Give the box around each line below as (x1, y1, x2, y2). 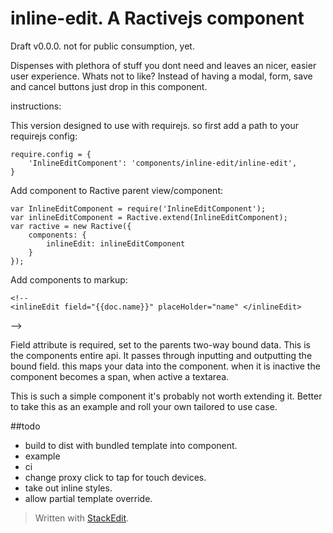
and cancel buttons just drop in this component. (10, 80, 208, 92)
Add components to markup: (10, 273, 128, 286)
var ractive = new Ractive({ (10, 221, 132, 231)
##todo (10, 420, 41, 432)
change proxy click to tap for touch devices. (24, 471, 207, 483)
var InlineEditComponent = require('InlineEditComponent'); (10, 203, 267, 214)
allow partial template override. (24, 492, 153, 504)
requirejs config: (10, 130, 78, 142)
